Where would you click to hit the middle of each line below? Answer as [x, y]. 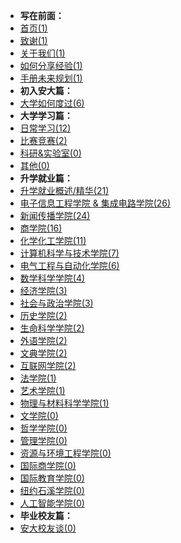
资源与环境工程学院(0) [65, 453]
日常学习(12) [45, 128]
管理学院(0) [43, 440]
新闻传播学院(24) [55, 215]
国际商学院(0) [48, 465]
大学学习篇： [46, 115]
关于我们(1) [42, 53]
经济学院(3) [43, 290]
